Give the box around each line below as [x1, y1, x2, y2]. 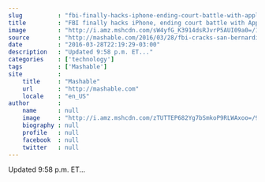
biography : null [22, 121, 80, 129]
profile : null [22, 128, 80, 136]
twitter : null [22, 143, 80, 151]
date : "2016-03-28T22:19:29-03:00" [8, 41, 160, 49]
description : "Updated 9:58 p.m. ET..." [8, 48, 154, 56]
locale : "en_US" [22, 92, 90, 100]
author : [8, 99, 62, 107]
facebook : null [22, 136, 80, 144]
